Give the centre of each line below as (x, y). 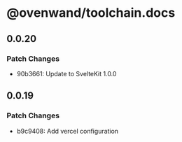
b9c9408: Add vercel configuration (68, 131)
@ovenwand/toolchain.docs (91, 13)
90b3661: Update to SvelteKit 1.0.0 (66, 73)
